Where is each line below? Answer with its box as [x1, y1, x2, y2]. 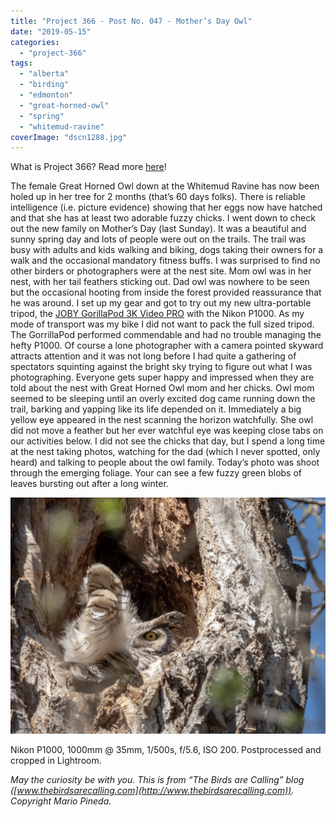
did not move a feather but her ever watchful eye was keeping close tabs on [10, 425, 324, 437]
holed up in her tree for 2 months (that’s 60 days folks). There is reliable [10, 191, 306, 203]
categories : [10, 37, 60, 47]
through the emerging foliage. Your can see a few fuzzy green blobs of [10, 467, 303, 479]
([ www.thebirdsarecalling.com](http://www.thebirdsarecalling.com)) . [10, 785, 295, 797]
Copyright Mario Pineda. [10, 795, 112, 807]
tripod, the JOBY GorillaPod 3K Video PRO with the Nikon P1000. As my [10, 308, 305, 320]
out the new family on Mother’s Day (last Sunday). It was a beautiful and [10, 223, 307, 235]
